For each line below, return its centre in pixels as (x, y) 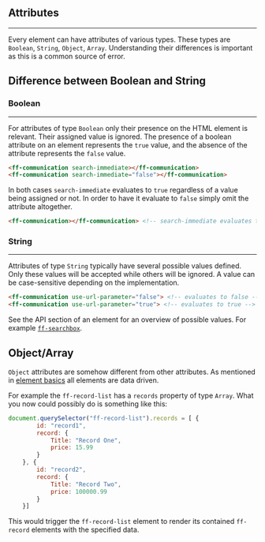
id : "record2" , (62, 470)
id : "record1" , (62, 425)
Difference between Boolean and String (107, 81)
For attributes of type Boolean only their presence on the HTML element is (128, 128)
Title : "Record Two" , (86, 484)
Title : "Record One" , (86, 440)
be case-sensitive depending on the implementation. (94, 282)
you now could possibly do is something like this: (88, 404)
